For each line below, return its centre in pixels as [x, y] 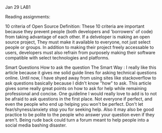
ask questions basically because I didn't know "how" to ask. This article [78, 83]
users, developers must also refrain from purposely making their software [80, 52]
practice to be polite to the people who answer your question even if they [80, 115]
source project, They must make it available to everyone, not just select [78, 42]
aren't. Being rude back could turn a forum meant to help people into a [77, 120]
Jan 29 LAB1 [18, 7]
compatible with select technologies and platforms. [57, 58]
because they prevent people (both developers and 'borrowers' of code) [79, 31]
